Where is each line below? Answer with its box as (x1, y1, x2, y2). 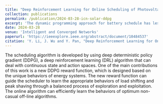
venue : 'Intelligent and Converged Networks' (5, 30, 98, 35)
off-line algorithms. (19, 93, 57, 99)
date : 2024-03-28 (5, 25, 40, 30)
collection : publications (5, 12, 57, 17)
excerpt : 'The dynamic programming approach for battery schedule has (5, 20, 151, 26)
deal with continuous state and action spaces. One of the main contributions (5, 62, 158, 68)
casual (5, 93, 18, 99)
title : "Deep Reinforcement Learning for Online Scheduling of (5, 7, 136, 12)
